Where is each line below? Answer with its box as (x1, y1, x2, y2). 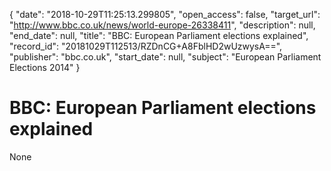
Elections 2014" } (9, 62, 81, 73)
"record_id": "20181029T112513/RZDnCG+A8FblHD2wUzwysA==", (9, 40, 283, 52)
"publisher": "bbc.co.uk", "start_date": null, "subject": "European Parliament (9, 51, 322, 63)
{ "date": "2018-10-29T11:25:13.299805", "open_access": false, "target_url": (9, 9, 321, 20)
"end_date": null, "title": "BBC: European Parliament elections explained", (9, 30, 309, 41)
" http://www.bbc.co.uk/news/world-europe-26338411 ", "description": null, (9, 19, 316, 31)
